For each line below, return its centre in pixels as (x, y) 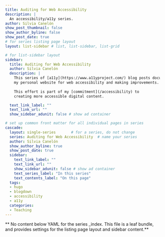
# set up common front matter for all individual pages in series (74, 123)
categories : (22, 205)
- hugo (16, 187)
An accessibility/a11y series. (41, 19)
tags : (15, 182)
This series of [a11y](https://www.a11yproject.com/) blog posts (82, 78)
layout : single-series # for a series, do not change (72, 132)
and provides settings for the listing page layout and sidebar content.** (77, 229)
